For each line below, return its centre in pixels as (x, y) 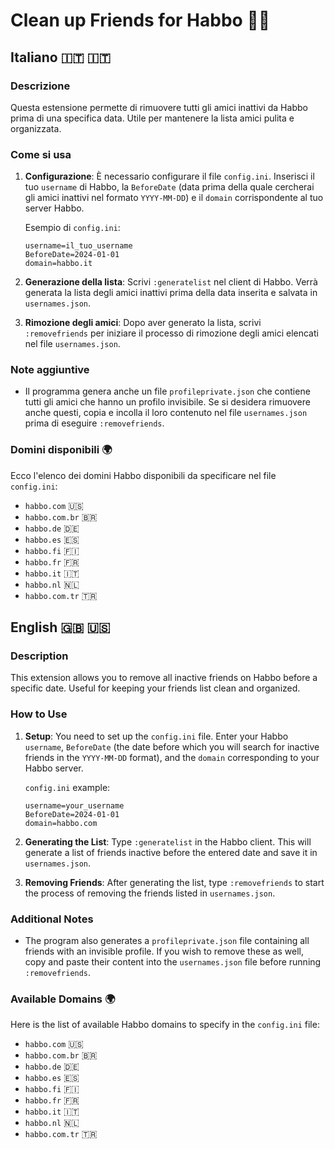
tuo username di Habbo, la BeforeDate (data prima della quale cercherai (169, 187)
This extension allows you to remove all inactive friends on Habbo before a (164, 678)
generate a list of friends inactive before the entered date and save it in (171, 852)
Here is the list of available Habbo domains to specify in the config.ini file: (165, 1025)
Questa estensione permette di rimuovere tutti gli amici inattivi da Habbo (159, 107)
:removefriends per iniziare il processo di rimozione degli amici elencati (171, 333)
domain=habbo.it (58, 264)
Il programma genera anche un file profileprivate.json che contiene (167, 391)
